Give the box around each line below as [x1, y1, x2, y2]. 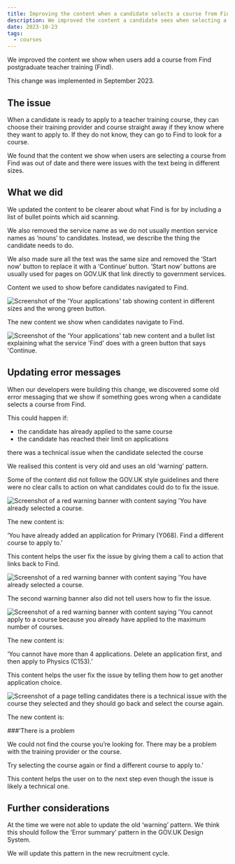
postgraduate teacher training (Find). [7, 63, 114, 71]
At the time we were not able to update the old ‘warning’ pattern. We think [7, 821, 220, 829]
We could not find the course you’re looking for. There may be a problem [7, 740, 217, 748]
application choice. [7, 678, 62, 687]
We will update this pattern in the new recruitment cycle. [7, 849, 170, 858]
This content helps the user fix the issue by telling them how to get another [7, 671, 224, 679]
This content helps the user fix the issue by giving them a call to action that [7, 551, 224, 561]
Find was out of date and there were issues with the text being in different [7, 158, 220, 167]
